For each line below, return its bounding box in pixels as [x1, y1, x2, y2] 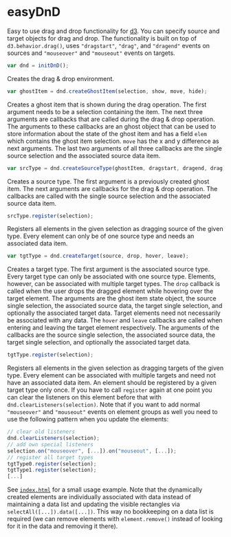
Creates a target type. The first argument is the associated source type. [7, 265, 210, 274]
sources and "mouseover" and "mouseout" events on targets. [7, 49, 175, 57]
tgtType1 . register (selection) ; [7, 467, 97, 474]
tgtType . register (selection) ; [7, 351, 94, 358]
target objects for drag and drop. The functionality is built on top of [7, 34, 197, 42]
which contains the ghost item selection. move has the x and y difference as [7, 137, 219, 145]
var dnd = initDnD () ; [7, 62, 69, 69]
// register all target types [7, 454, 94, 461]
